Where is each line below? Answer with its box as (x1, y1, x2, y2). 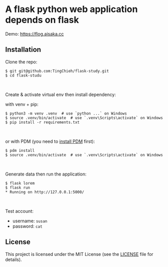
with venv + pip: (5, 101, 39, 107)
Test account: (5, 208, 34, 214)
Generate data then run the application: (5, 171, 87, 177)
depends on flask (5, 14, 79, 26)
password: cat (12, 223, 43, 229)
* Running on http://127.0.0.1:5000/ (5, 190, 85, 195)
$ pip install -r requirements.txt (5, 120, 80, 125)
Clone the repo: (5, 59, 38, 65)
